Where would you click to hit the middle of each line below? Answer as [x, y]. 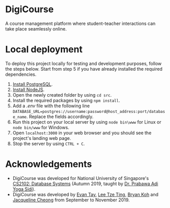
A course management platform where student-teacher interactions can [80, 23]
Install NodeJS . [28, 90]
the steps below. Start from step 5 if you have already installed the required [84, 69]
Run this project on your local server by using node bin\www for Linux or [87, 122]
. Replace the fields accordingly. [60, 116]
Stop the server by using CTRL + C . [49, 143]
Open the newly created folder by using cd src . [62, 95]
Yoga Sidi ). [24, 189]
